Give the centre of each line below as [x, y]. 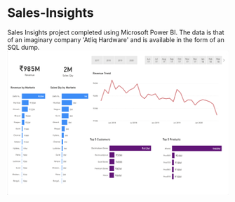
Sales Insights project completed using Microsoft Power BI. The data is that [116, 32]
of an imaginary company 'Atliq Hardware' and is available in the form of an [116, 39]
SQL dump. [23, 47]
